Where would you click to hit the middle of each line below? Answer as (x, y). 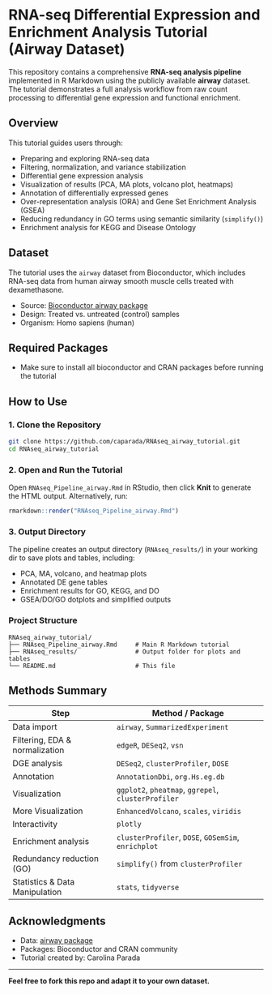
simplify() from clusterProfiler (179, 863)
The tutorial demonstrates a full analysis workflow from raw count (118, 89)
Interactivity (35, 825)
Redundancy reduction (56, 859)
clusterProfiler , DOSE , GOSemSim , (178, 838)
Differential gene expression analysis (82, 175)
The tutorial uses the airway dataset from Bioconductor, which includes (127, 272)
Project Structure (43, 620)
